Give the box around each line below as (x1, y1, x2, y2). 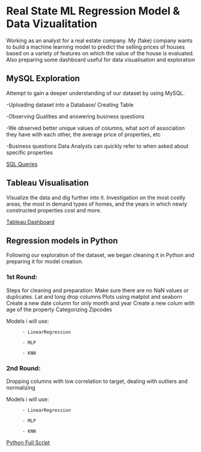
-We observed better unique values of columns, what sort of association (6, 124, 185, 132)
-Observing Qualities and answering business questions (6, 112, 145, 120)
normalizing (6, 383, 36, 391)
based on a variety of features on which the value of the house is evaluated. (6, 49, 194, 56)
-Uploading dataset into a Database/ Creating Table (6, 101, 134, 108)
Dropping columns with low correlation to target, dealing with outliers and (6, 377, 188, 385)
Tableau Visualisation (6, 178, 89, 188)
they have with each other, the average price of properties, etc (6, 130, 161, 138)
